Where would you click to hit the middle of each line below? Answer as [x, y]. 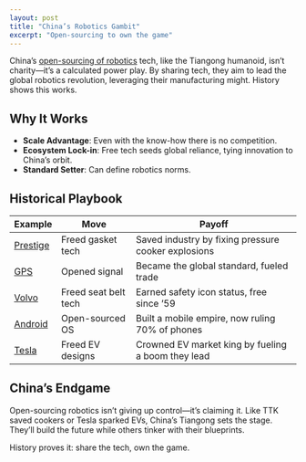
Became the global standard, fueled [212, 266]
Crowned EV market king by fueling [211, 345]
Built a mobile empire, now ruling [205, 318]
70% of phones [169, 330]
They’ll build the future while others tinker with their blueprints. [127, 429]
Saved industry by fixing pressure [207, 240]
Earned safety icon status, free [201, 292]
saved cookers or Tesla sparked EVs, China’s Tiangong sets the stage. [141, 420]
